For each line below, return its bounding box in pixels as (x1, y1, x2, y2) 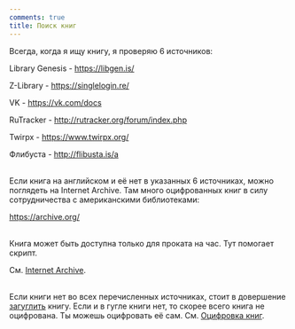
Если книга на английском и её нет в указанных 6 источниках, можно (9, 175, 275, 186)
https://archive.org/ (9, 211, 80, 222)
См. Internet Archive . (9, 264, 87, 275)
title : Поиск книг (9, 21, 77, 30)
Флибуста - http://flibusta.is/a (9, 148, 120, 160)
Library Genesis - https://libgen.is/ (9, 63, 135, 74)
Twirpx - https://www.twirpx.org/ (9, 131, 129, 142)
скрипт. (9, 247, 38, 258)
